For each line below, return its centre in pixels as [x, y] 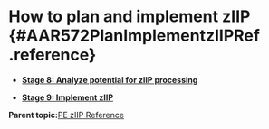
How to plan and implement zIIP [130, 17]
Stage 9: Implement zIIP [67, 97]
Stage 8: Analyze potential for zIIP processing [110, 79]
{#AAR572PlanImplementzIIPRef [134, 36]
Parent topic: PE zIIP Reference [66, 115]
